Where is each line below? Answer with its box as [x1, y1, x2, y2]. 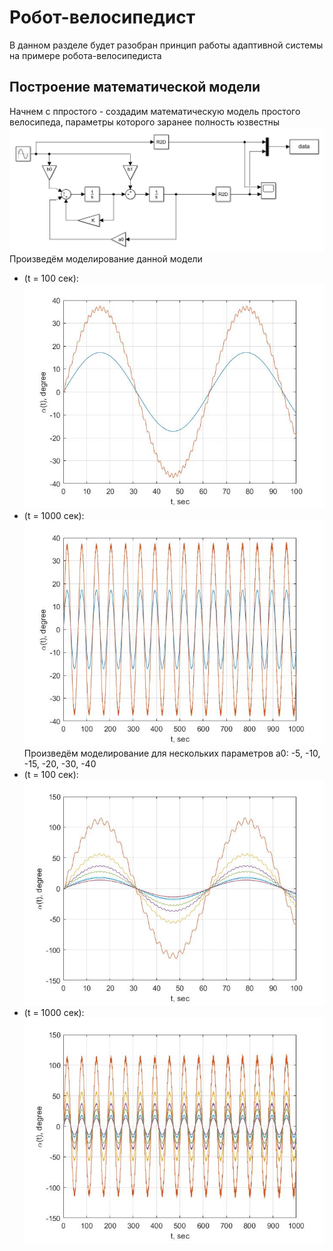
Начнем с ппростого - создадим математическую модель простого [9, 105, 301, 117]
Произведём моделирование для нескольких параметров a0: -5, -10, [23, 747, 321, 760]
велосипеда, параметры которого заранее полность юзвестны [9, 116, 281, 128]
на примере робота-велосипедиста [9, 49, 162, 61]
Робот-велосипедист [9, 6, 196, 29]
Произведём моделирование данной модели [9, 253, 203, 265]
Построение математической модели [9, 79, 261, 96]
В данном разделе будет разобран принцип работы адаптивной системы [9, 39, 324, 51]
